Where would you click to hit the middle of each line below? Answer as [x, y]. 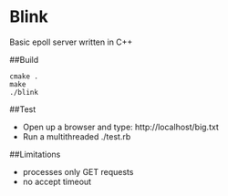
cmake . [24, 76]
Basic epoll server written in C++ [71, 42]
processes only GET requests [78, 171]
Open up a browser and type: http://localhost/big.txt [120, 127]
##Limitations [35, 154]
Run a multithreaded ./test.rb [77, 136]
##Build [24, 59]
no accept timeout [57, 181]
